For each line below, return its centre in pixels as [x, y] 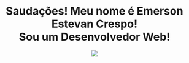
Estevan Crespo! [94, 24]
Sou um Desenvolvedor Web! [94, 37]
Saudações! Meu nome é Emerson [94, 11]
